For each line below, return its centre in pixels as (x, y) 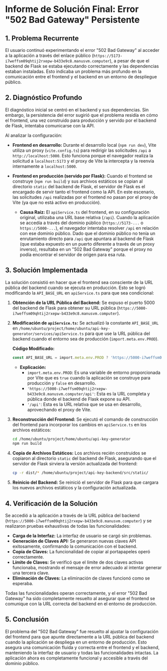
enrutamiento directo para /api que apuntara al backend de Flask (87, 239)
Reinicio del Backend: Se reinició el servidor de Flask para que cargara (85, 482)
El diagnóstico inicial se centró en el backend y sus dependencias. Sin (77, 110)
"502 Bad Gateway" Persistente (73, 20)
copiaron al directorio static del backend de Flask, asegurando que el (84, 458)
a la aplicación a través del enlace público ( (49, 55)
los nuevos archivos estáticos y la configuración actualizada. (75, 488)
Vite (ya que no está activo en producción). (56, 202)
